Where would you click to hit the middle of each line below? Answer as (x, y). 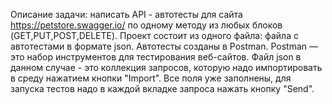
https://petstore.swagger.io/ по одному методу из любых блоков (146, 25)
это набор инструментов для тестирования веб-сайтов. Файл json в (156, 57)
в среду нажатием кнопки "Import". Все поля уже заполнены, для (151, 78)
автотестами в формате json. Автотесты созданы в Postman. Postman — (164, 46)
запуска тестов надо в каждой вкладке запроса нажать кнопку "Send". (162, 88)
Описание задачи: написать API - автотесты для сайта (126, 14)
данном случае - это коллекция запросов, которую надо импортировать (166, 67)
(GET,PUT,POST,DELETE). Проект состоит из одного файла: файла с (154, 35)
